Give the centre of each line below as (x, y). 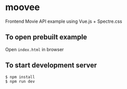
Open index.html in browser (35, 49)
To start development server (51, 65)
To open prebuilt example (46, 37)
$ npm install (20, 77)
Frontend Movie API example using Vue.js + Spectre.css (64, 21)
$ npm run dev (20, 81)
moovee (23, 7)
